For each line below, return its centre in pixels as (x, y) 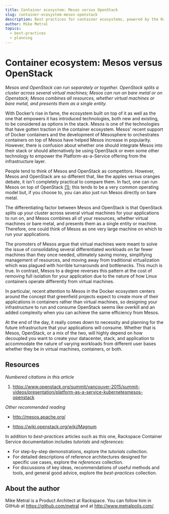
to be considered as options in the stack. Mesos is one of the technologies (82, 124)
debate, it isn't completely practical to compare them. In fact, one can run (81, 182)
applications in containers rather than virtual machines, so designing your (81, 302)
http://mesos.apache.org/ (39, 417)
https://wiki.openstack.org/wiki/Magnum (55, 426)
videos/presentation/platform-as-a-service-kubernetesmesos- (78, 392)
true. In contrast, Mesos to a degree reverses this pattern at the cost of (79, 271)
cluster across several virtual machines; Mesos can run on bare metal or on (84, 93)
